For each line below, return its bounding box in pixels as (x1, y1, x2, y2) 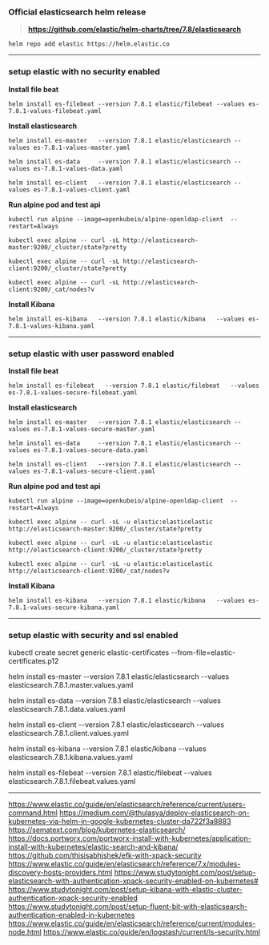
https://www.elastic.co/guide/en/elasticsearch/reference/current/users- (8, 800, 246, 810)
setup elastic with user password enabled (8, 348, 175, 359)
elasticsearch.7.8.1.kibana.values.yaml (8, 753, 134, 762)
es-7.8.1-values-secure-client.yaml (33, 467, 156, 475)
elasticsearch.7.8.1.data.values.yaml (8, 705, 126, 714)
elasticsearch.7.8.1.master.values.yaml (8, 680, 134, 690)
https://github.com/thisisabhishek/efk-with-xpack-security (8, 850, 202, 860)
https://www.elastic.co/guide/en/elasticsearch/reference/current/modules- (8, 919, 256, 928)
